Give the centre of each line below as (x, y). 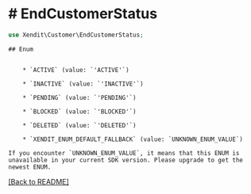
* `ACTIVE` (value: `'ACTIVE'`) (76, 70)
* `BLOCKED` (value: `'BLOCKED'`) (79, 112)
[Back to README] (39, 181)
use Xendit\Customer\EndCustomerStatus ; (76, 35)
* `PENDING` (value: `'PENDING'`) (79, 97)
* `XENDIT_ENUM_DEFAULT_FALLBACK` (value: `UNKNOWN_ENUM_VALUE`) (133, 139)
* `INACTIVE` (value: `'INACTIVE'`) (83, 84)
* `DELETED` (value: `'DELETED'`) (79, 125)
